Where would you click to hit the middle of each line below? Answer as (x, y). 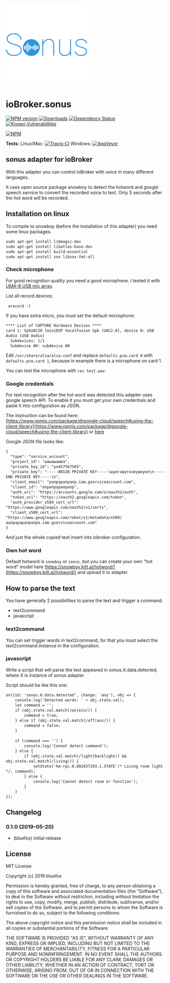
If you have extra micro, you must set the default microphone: (70, 315)
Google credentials (30, 384)
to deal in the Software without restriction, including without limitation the (82, 897)
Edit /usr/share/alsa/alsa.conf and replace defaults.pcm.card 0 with (79, 355)
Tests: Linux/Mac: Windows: (49, 143)
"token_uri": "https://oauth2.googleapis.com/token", (68, 498)
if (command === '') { (39, 741)
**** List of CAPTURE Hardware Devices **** (54, 325)
